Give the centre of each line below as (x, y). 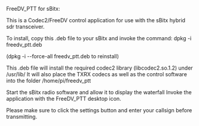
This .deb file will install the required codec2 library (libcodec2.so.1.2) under (99, 68)
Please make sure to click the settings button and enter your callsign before (99, 110)
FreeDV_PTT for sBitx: (33, 9)
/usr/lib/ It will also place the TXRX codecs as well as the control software (97, 74)
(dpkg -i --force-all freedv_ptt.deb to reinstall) (63, 56)
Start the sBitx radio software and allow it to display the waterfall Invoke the (99, 92)
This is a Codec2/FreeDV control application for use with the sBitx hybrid (96, 20)
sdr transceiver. (25, 27)
